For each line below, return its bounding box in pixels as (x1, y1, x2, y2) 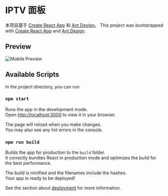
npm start (5, 96, 29, 102)
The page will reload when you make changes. (5, 121, 102, 127)
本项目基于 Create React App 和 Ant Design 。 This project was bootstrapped (5, 22, 163, 28)
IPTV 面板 (5, 5, 46, 16)
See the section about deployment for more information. (5, 185, 121, 191)
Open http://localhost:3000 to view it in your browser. (5, 112, 116, 118)
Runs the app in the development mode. (5, 106, 88, 112)
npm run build (5, 139, 40, 145)
